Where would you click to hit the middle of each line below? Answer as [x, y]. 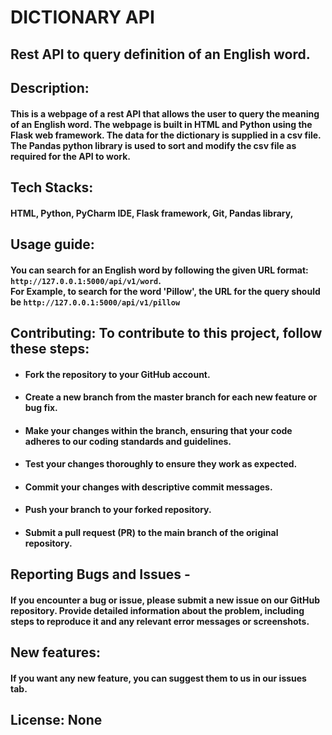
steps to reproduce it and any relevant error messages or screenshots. [160, 622]
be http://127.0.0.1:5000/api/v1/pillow [95, 302]
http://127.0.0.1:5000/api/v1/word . [86, 280]
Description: [50, 87]
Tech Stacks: [52, 187]
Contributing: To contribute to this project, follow [166, 332]
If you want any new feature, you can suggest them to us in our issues [158, 678]
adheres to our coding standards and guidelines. [128, 441]
